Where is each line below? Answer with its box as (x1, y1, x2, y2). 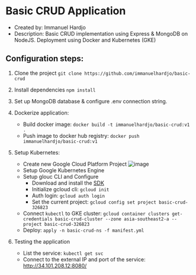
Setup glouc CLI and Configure (23, 173, 99, 180)
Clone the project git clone (14, 69, 82, 77)
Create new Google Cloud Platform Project (23, 160, 127, 167)
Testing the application (14, 238, 70, 245)
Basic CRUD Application (5, 4, 126, 18)
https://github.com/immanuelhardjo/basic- (84, 70, 191, 77)
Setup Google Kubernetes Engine (23, 166, 105, 173)
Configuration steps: (5, 53, 84, 64)
